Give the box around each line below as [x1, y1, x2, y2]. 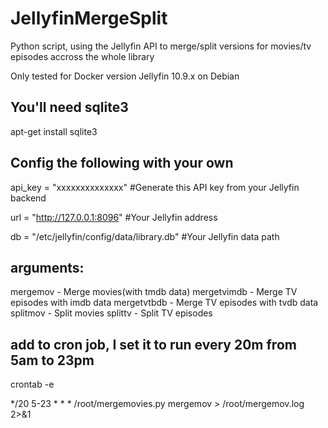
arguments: [10, 259, 85, 276]
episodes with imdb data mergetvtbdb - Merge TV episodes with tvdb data [10, 297, 319, 309]
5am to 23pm [10, 352, 95, 369]
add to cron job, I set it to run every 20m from [10, 336, 297, 353]
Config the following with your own [10, 155, 234, 172]
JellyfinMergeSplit [10, 7, 168, 30]
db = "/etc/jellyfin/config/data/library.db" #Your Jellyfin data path [10, 230, 280, 242]
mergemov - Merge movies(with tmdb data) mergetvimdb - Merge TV [10, 286, 298, 298]
